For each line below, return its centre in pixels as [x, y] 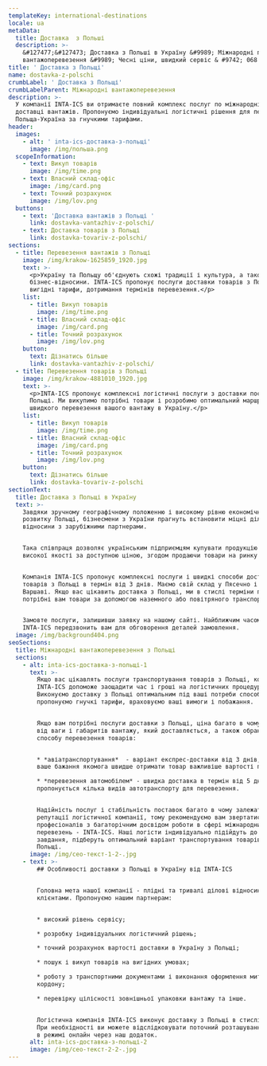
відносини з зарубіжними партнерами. [85, 527]
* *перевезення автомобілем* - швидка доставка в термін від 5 [143, 782]
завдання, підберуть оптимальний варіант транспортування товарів [149, 840]
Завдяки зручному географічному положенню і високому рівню [124, 512]
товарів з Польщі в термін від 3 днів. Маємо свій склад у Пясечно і [140, 584]
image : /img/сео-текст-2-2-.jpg [83, 1050]
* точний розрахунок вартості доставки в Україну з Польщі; [138, 948]
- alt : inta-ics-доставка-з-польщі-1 [85, 665]
